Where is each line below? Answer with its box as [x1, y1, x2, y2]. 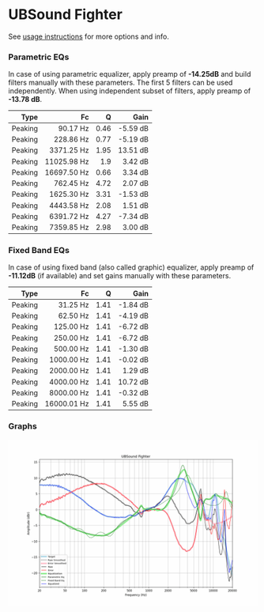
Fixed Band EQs [8, 244, 70, 255]
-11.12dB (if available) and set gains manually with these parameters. [8, 271, 232, 281]
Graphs [8, 421, 37, 432]
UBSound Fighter [8, 6, 123, 24]
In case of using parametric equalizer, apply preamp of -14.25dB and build [8, 70, 251, 79]
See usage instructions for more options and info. [8, 32, 170, 41]
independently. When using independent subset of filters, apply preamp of [8, 86, 251, 96]
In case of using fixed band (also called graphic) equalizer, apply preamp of [8, 263, 255, 272]
